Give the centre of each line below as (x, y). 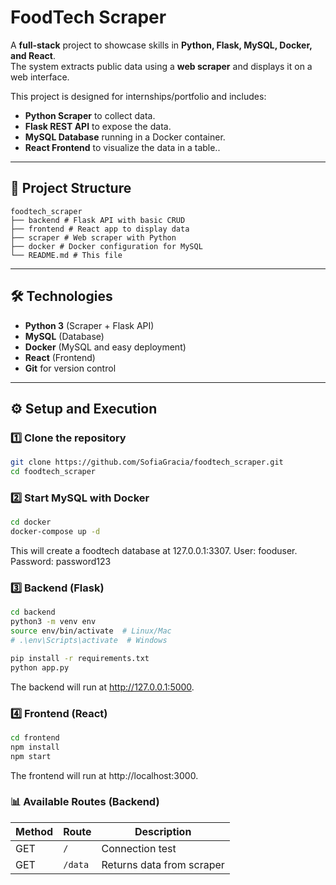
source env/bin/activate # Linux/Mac (91, 631)
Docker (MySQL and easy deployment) (105, 347)
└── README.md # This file (66, 255)
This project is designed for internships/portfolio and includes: (138, 96)
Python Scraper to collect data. (90, 115)
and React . (33, 55)
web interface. (40, 77)
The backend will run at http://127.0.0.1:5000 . (102, 687)
